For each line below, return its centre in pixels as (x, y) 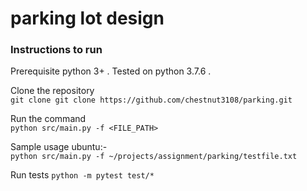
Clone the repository (52, 91)
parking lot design (87, 18)
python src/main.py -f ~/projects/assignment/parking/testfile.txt (154, 157)
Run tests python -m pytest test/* (82, 175)
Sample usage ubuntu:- (59, 147)
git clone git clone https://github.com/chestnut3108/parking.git (151, 100)
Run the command (48, 119)
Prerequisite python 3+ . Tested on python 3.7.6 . (111, 71)
